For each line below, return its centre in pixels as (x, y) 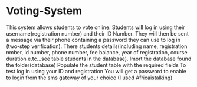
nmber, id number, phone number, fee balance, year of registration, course (97, 52)
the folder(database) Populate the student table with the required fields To (96, 65)
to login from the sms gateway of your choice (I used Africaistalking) (89, 78)
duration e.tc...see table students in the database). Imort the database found (99, 59)
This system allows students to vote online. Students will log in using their (96, 27)
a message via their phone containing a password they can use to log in (93, 40)
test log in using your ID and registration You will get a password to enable (96, 71)
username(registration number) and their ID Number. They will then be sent (97, 33)
